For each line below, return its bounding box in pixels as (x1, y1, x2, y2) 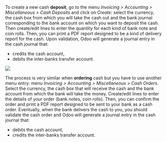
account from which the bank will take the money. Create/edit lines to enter (5, 91, 159, 96)
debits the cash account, (12, 127, 64, 133)
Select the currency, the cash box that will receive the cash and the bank (5, 85, 155, 91)
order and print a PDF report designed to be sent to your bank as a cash (5, 101, 153, 107)
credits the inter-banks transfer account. (12, 132, 95, 138)
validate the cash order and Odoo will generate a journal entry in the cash (5, 112, 156, 118)
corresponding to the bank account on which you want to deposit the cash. (5, 20, 159, 26)
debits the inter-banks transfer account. (12, 56, 94, 62)
